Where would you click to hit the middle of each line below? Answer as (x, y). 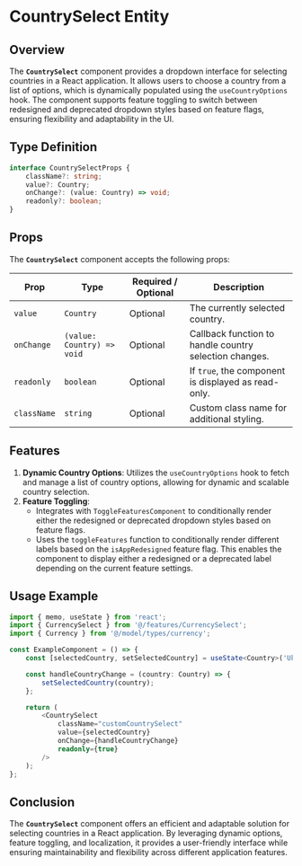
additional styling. (226, 419)
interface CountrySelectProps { (70, 168)
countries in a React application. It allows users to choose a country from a (148, 81)
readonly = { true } (88, 749)
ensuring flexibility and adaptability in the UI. (92, 119)
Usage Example (54, 596)
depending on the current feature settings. (114, 568)
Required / (155, 281)
